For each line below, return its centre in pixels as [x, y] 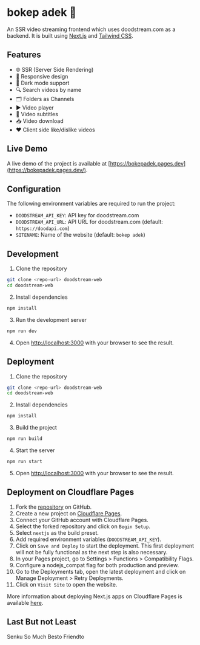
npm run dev [22, 331]
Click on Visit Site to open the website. [66, 584]
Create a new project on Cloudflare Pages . [69, 513]
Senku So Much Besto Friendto [45, 636]
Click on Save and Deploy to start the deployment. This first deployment [105, 546]
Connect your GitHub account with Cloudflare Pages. [82, 520]
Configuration [34, 189]
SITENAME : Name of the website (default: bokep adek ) [81, 235]
